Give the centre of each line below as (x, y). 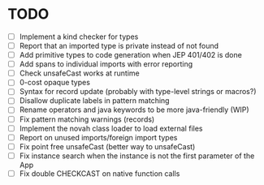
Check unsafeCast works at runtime (79, 73)
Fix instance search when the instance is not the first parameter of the (137, 156)
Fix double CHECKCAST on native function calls (100, 173)
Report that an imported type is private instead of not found (119, 46)
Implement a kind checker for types (79, 37)
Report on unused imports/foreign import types (98, 137)
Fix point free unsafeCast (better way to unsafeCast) (107, 146)
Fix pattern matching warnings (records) (87, 119)
